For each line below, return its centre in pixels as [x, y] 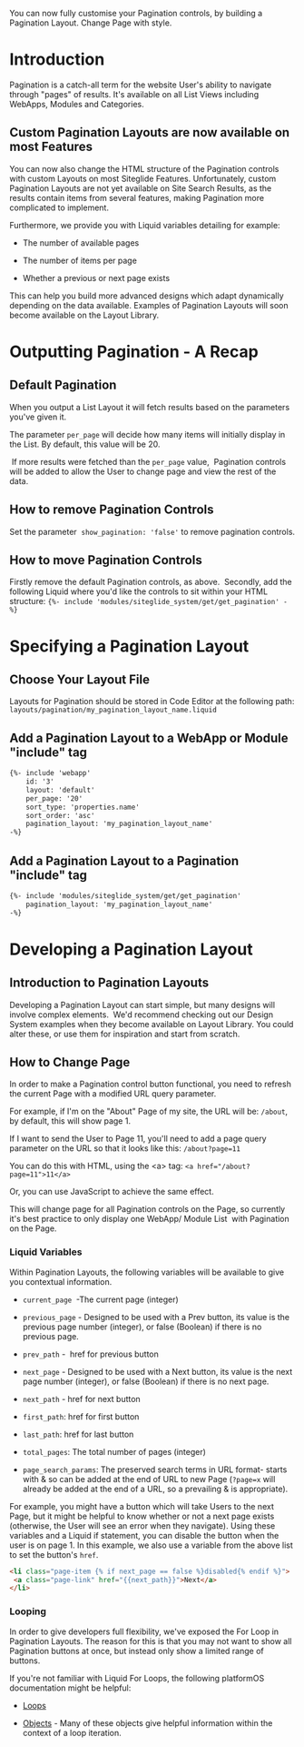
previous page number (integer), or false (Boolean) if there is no [142, 1327]
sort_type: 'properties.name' [83, 807]
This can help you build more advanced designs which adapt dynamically [147, 296]
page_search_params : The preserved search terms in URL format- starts [155, 1469]
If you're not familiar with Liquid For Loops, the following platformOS [137, 1678]
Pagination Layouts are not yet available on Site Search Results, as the [141, 188]
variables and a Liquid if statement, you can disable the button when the [144, 1535]
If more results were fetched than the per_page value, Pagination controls [149, 461]
